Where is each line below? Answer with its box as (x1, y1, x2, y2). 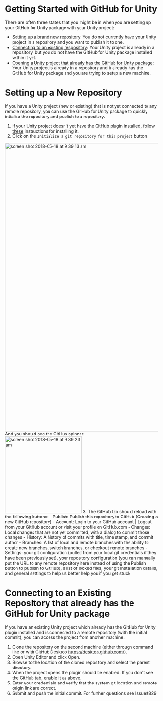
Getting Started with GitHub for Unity (5, 3, 158, 15)
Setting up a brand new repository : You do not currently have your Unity (12, 34, 157, 40)
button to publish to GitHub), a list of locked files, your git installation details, (5, 565, 158, 571)
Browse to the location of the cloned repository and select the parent (12, 659, 150, 665)
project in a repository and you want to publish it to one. (12, 39, 124, 45)
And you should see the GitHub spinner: (5, 431, 85, 436)
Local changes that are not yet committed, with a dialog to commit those (5, 529, 149, 535)
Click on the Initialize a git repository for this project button (12, 133, 147, 139)
